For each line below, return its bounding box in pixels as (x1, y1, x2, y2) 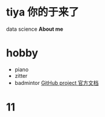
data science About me (6, 25, 64, 33)
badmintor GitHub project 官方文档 (14, 79, 99, 86)
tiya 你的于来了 (6, 5, 80, 19)
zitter (14, 72, 28, 79)
